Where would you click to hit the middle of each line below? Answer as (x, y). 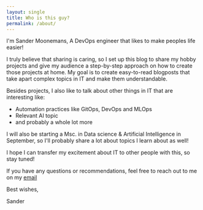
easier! (15, 47)
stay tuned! (21, 159)
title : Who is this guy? (38, 18)
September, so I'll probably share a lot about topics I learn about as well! (98, 141)
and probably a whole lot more (54, 122)
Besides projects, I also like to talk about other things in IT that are (90, 91)
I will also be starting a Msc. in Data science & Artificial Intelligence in (94, 134)
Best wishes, (22, 189)
